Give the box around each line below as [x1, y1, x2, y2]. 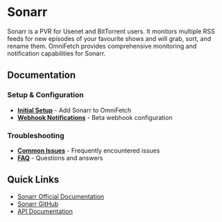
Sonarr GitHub [17, 199, 59, 208]
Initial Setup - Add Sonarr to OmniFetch [17, 105, 132, 114]
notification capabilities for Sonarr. [7, 49, 106, 58]
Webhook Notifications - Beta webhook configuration [17, 113, 173, 121]
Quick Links [7, 174, 60, 186]
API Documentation [17, 207, 73, 215]
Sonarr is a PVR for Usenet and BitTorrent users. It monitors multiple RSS [7, 27, 215, 35]
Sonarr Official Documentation [17, 192, 105, 200]
